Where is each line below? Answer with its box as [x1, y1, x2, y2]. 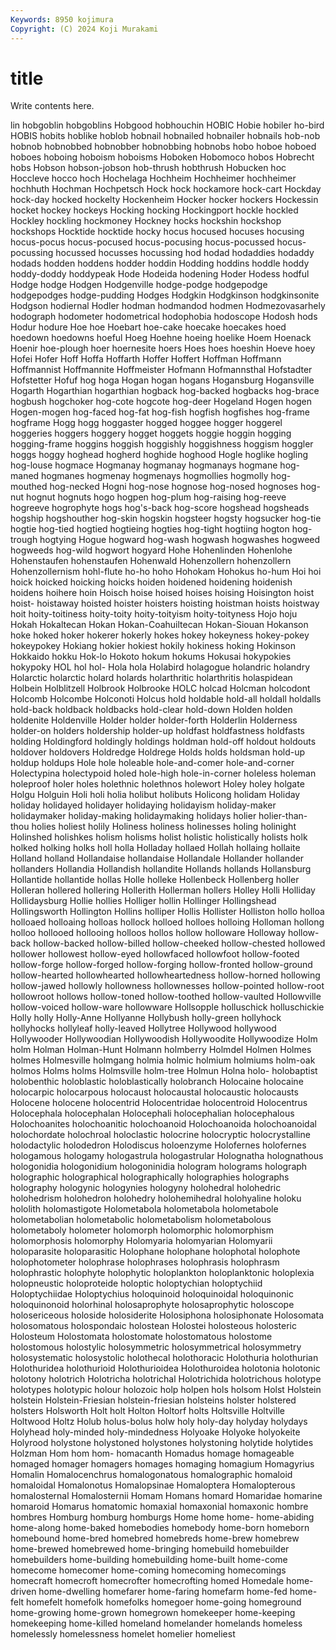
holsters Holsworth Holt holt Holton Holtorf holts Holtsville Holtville [10, 1405, 285, 1417]
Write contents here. [10, 100, 95, 112]
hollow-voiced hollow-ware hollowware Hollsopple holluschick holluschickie [10, 1001, 325, 1013]
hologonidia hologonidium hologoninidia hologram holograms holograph [10, 1161, 308, 1173]
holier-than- [258, 810, 308, 822]
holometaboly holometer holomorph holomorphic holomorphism [10, 1224, 274, 1236]
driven [10, 1586, 37, 1598]
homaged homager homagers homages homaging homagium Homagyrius [10, 1458, 315, 1470]
